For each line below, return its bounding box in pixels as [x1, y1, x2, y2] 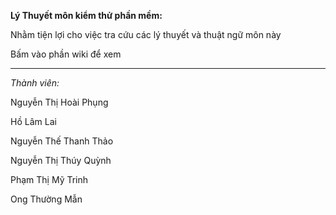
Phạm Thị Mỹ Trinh [10, 174, 89, 185]
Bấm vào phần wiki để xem [10, 48, 122, 60]
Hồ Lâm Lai [10, 116, 57, 127]
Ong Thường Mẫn [10, 193, 83, 205]
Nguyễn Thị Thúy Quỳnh [10, 155, 112, 166]
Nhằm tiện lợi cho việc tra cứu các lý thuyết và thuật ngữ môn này [10, 29, 282, 40]
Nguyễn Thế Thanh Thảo [10, 135, 114, 147]
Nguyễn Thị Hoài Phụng [10, 96, 109, 108]
